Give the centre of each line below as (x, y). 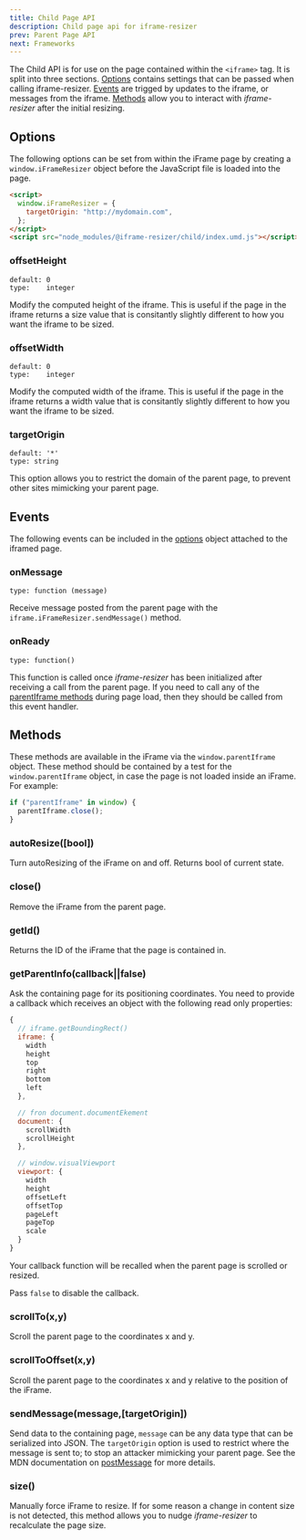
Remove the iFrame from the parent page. (88, 906)
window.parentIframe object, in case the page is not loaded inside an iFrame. (153, 776)
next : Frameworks (42, 43)
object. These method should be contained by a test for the (121, 767)
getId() (25, 930)
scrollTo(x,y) (38, 1316)
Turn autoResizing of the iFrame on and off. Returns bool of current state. (147, 863)
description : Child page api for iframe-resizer (103, 26)
